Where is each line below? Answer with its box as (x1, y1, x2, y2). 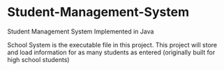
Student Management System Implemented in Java (7, 27, 154, 35)
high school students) (7, 55, 70, 63)
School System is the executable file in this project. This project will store (7, 40, 218, 49)
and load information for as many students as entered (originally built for (7, 48, 216, 56)
